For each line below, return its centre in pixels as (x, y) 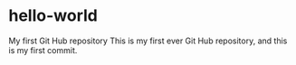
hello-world (53, 16)
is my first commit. (43, 50)
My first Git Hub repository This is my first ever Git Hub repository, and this (148, 41)
